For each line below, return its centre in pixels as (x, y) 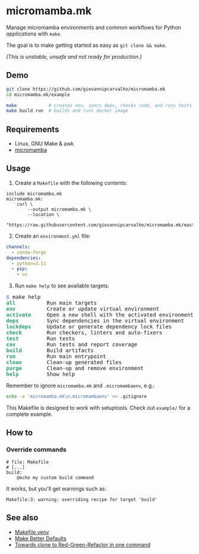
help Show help (41, 374)
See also (22, 518)
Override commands (36, 449)
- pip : (20, 269)
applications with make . (34, 33)
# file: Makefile (28, 462)
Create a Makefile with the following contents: (71, 183)
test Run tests (41, 339)
